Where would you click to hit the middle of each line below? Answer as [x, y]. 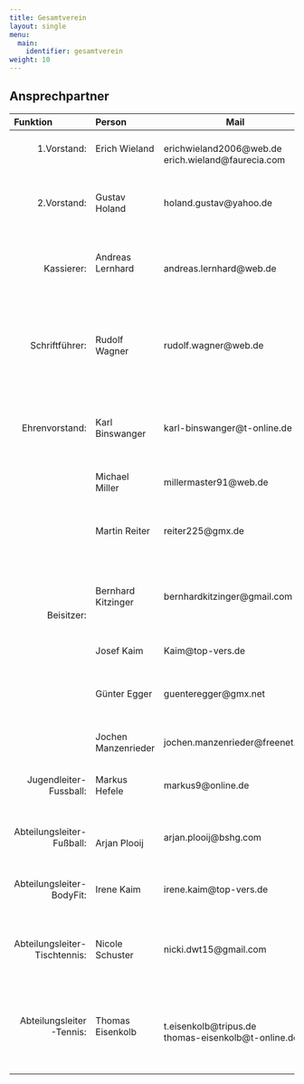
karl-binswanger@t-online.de [228, 428]
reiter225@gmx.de [204, 530]
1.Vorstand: [62, 148]
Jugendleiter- [57, 779]
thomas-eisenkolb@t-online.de [231, 1037]
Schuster [114, 955]
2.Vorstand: [62, 203]
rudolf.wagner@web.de [214, 345]
